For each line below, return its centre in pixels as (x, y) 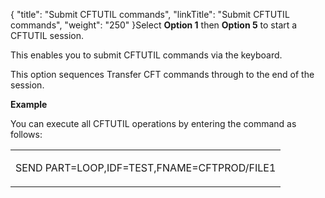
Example (29, 104)
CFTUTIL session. (47, 35)
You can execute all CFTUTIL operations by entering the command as (153, 123)
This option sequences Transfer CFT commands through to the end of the (162, 74)
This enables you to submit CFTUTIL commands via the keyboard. (146, 55)
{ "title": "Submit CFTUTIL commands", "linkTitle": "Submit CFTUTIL (150, 14)
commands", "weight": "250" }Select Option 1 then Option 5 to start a (154, 25)
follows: (26, 134)
